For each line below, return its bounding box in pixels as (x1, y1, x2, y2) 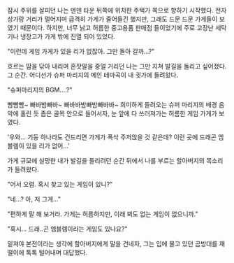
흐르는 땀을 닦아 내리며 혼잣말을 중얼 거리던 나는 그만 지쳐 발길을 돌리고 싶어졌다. (7, 62, 227, 70)
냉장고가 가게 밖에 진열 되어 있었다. (20, 32, 115, 41)
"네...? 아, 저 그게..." (7, 195, 61, 203)
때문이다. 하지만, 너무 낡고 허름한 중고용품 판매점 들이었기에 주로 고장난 (20, 24, 214, 31)
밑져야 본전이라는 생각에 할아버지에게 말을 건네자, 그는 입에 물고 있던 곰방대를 (7, 240, 218, 248)
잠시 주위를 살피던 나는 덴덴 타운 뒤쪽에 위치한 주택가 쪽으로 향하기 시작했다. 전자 (7, 6, 227, 14)
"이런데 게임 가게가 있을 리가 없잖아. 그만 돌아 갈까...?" (7, 48, 155, 55)
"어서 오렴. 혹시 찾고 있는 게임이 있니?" (7, 180, 113, 188)
